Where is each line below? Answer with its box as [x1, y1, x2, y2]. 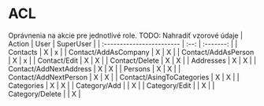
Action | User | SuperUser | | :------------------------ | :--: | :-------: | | [8, 38, 238, 48]
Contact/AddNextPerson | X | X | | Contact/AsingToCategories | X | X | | [8, 72, 240, 82]
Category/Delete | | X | [8, 89, 81, 98]
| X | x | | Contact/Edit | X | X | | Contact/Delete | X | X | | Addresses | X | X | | [8, 56, 257, 65]
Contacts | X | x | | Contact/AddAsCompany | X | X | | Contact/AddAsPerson [8, 47, 255, 57]
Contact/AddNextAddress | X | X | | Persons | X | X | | [8, 64, 181, 73]
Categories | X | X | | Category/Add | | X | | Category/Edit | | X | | [8, 80, 215, 90]
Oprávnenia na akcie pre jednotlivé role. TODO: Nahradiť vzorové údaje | [8, 31, 243, 40]
